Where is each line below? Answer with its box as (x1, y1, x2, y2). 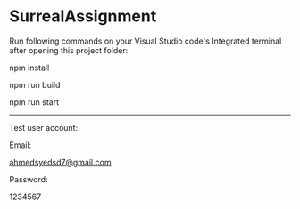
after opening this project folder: (9, 44, 129, 55)
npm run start (9, 96, 60, 108)
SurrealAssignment (9, 6, 157, 27)
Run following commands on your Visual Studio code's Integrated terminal (9, 36, 282, 46)
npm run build (9, 79, 61, 90)
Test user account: (9, 122, 79, 133)
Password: (9, 173, 48, 184)
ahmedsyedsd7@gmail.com (9, 157, 112, 167)
